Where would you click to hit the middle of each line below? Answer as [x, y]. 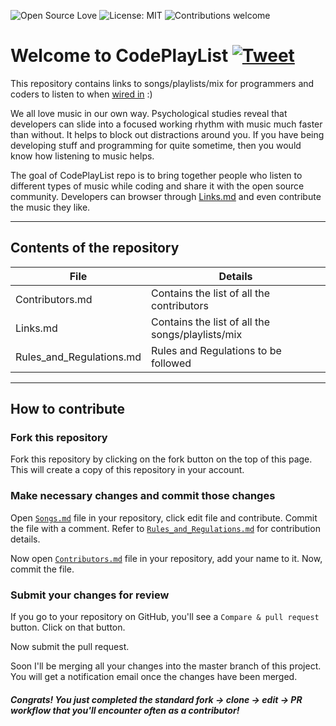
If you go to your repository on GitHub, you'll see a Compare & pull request [165, 617]
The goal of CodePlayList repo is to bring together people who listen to [156, 175]
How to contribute [68, 409]
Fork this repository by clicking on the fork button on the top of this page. [161, 459]
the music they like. [50, 207]
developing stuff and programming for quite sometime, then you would [156, 145]
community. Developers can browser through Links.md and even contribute [166, 196]
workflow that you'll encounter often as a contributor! [125, 710]
